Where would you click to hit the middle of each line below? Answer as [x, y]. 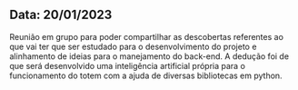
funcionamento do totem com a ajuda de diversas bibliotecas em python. [146, 75]
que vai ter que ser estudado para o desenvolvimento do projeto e [133, 46]
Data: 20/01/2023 [61, 15]
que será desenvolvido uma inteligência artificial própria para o [127, 65]
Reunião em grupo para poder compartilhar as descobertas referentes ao [147, 36]
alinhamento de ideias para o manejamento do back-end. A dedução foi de [149, 56]
